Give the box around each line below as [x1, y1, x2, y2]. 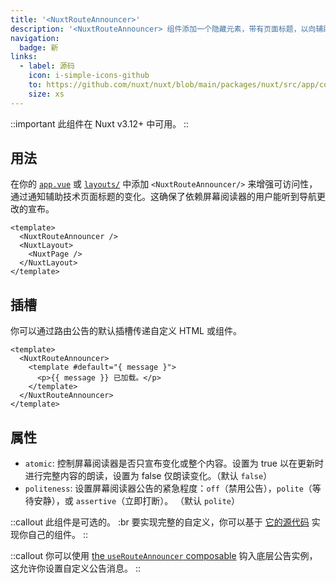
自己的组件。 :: [27, 529, 89, 541]
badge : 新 [19, 42, 59, 53]
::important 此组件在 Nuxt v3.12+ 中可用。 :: [10, 117, 190, 130]
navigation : [10, 33, 60, 43]
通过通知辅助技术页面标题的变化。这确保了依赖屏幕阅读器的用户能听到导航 [10, 191, 317, 203]
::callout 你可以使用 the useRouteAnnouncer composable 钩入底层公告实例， [10, 550, 318, 562]
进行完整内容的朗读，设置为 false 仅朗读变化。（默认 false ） [24, 470, 273, 482]
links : [10, 52, 38, 62]
